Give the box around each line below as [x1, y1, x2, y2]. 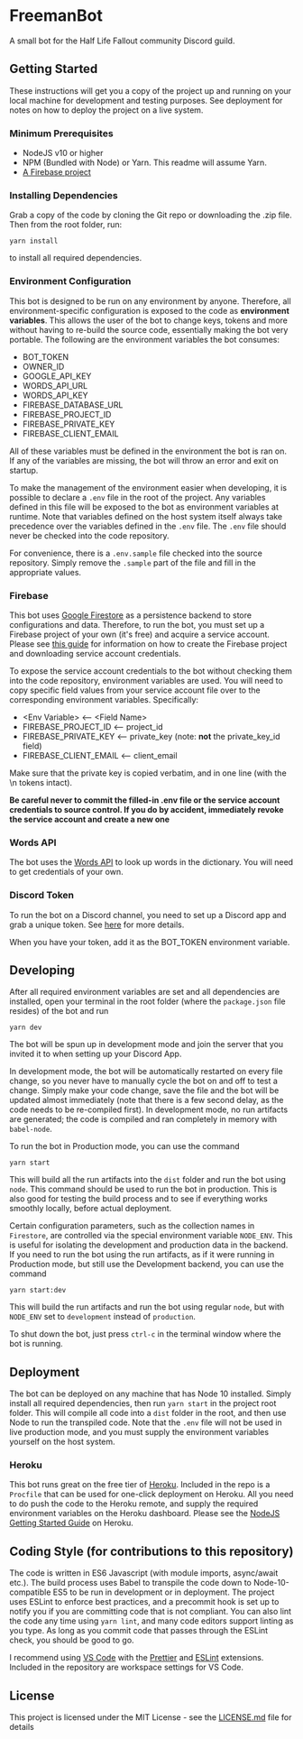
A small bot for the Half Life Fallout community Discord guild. [9, 35, 235, 46]
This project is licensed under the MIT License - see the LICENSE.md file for [9, 1712, 292, 1723]
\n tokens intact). [9, 777, 73, 787]
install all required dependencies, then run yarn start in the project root [9, 1398, 277, 1409]
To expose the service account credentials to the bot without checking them [9, 665, 293, 676]
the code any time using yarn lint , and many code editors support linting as [9, 1615, 294, 1626]
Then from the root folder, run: [9, 219, 123, 230]
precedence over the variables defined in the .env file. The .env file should [9, 520, 287, 531]
